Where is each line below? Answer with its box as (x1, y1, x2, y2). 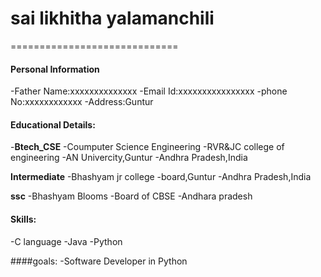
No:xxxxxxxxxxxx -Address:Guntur (10, 96, 154, 108)
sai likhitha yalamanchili (10, 7, 215, 30)
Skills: (10, 213, 37, 225)
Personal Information (10, 63, 100, 75)
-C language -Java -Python (10, 235, 123, 247)
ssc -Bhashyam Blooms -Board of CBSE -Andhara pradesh (10, 190, 253, 202)
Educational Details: (10, 118, 96, 131)
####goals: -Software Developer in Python (10, 255, 188, 267)
